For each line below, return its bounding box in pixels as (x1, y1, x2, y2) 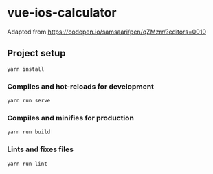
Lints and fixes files (7, 144, 74, 154)
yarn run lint (7, 160, 48, 167)
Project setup (7, 47, 67, 59)
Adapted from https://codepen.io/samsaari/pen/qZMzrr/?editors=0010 (7, 28, 206, 36)
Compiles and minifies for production (7, 113, 134, 122)
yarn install (7, 65, 45, 73)
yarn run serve (7, 98, 51, 105)
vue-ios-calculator (7, 5, 117, 21)
